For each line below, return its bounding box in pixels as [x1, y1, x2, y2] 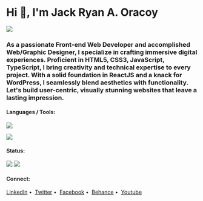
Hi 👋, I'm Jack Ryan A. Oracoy [6, 5, 159, 19]
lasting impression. [6, 94, 65, 102]
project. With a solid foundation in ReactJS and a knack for [6, 70, 182, 79]
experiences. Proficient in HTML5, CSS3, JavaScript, [6, 55, 165, 64]
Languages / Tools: [6, 109, 56, 116]
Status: [6, 147, 25, 154]
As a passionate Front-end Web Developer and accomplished [6, 40, 191, 49]
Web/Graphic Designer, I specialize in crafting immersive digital [6, 48, 198, 56]
